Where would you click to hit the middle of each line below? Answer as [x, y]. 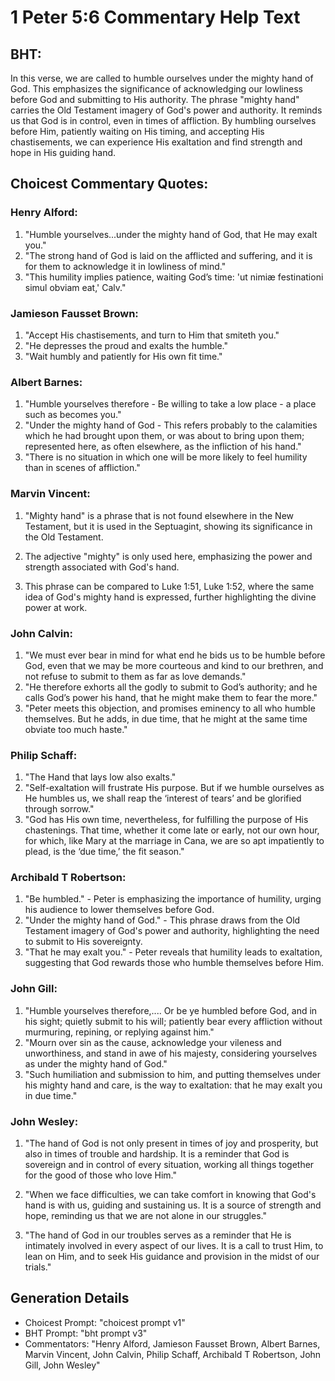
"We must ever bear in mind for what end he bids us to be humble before [175, 655]
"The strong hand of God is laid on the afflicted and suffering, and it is [168, 255]
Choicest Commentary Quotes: [109, 184]
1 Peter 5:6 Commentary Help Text [155, 17]
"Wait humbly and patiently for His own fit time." [123, 356]
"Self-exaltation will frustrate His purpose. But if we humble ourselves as [174, 788]
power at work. [56, 607]
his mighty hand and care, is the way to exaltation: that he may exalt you [173, 1085]
